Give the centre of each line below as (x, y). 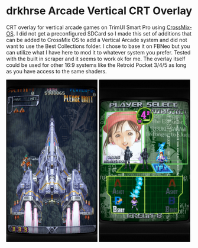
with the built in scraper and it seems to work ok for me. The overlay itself (96, 59)
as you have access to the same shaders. (57, 71)
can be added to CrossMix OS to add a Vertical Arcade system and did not (97, 40)
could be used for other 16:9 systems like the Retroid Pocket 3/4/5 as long (96, 65)
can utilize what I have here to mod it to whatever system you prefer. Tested (98, 52)
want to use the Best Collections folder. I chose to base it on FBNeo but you (98, 46)
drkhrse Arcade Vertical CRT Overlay (99, 11)
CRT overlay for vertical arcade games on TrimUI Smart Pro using (86, 27)
